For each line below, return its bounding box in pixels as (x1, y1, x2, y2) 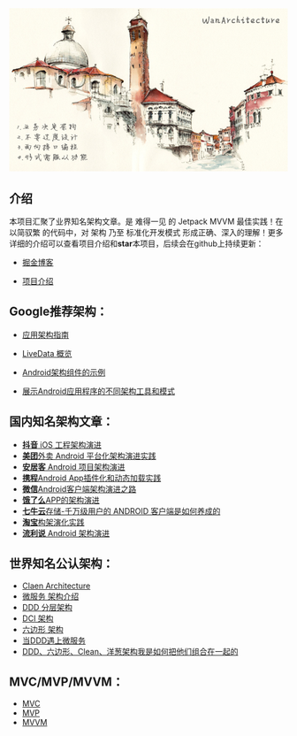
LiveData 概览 (21, 348, 72, 358)
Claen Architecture (21, 580, 91, 591)
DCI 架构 (21, 613, 54, 624)
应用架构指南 (21, 329, 69, 340)
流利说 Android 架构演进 (21, 527, 110, 538)
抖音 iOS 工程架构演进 (21, 439, 102, 449)
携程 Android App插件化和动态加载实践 (21, 472, 162, 483)
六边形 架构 (21, 624, 64, 634)
